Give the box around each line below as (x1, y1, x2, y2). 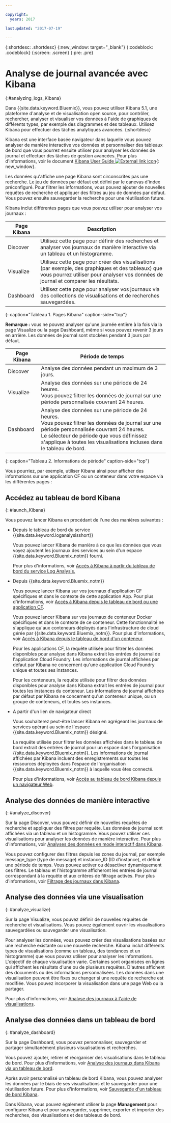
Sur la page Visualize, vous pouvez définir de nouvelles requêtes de (5, 916, 148, 922)
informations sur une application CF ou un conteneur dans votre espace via (5, 473, 164, 479)
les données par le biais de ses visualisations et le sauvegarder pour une (5, 1080, 158, 1086)
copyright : (5, 12, 28, 17)
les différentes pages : (5, 479, 52, 485)
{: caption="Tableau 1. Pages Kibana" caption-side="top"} (5, 312, 127, 318)
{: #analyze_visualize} (5, 906, 51, 912)
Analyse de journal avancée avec (5, 67, 149, 79)
